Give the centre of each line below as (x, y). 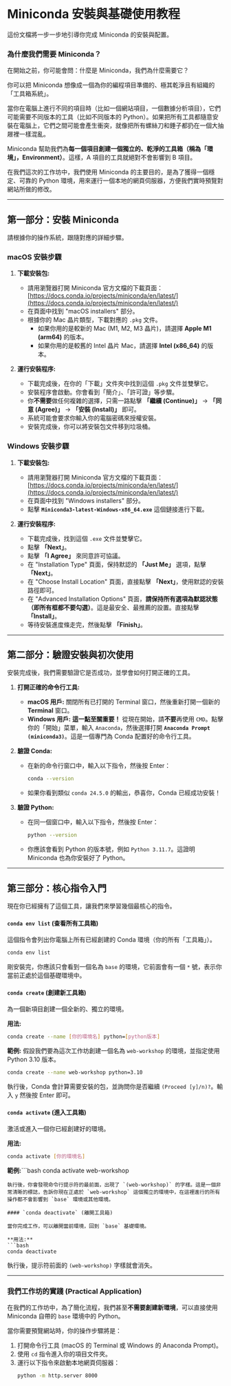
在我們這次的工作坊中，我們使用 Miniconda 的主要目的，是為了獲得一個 (108, 172)
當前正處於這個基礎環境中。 (46, 975)
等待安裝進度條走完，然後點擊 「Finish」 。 (87, 624)
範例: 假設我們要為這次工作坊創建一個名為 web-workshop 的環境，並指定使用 (113, 1051)
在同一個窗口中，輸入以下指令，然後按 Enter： (93, 822)
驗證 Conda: (35, 751)
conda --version (51, 779)
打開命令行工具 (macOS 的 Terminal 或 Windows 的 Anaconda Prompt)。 (119, 1345)
